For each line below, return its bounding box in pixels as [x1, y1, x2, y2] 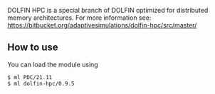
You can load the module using [7, 60, 98, 69]
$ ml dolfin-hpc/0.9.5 [7, 80, 75, 87]
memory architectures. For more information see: [7, 13, 152, 22]
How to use [7, 42, 58, 54]
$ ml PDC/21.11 [7, 74, 53, 81]
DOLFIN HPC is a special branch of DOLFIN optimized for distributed [7, 6, 209, 14]
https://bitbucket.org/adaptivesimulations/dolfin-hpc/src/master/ [7, 21, 197, 29]
